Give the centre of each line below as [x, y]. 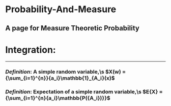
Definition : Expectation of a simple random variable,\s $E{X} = [84, 92]
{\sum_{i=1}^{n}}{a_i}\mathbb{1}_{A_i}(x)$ [60, 78]
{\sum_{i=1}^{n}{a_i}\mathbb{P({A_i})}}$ [58, 98]
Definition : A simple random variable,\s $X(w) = [66, 72]
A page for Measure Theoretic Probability [73, 28]
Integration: [31, 50]
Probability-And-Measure [61, 9]
